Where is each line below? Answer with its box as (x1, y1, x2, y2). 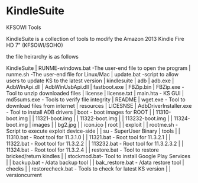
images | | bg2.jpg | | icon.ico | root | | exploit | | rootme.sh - (32, 121, 178, 128)
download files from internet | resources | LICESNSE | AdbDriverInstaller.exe (6, 102, 192, 109)
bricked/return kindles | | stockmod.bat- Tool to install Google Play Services (6, 152, 191, 159)
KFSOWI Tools (6, 24, 41, 31)
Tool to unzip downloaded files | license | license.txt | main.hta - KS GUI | (6, 89, 184, 97)
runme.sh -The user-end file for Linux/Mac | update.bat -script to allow (6, 70, 179, 78)
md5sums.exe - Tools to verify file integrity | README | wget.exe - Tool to (6, 96, 186, 103)
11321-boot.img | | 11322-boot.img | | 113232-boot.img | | (35, 114, 173, 122)
